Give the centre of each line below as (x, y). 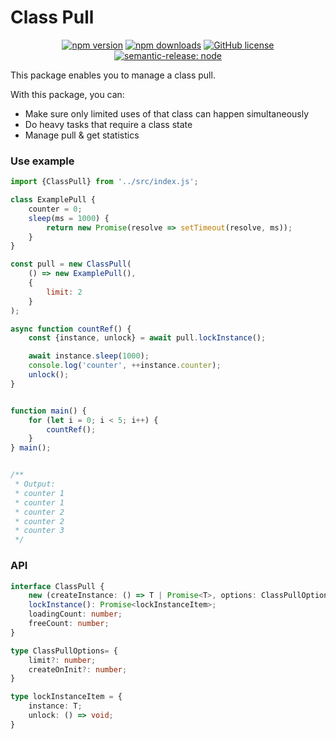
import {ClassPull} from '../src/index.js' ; (104, 182)
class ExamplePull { (53, 200)
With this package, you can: (67, 94)
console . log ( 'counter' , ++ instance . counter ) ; (125, 366)
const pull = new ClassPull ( (71, 264)
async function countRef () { (71, 329)
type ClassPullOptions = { (64, 651)
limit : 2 (64, 292)
